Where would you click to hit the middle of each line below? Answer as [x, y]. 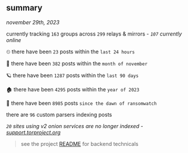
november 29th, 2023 [33, 22]
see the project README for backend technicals [79, 144]
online [14, 40]
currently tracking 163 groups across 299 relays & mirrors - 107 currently [94, 34]
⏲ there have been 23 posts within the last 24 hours [70, 52]
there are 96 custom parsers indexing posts [59, 114]
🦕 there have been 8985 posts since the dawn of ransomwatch [82, 103]
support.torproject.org [33, 132]
